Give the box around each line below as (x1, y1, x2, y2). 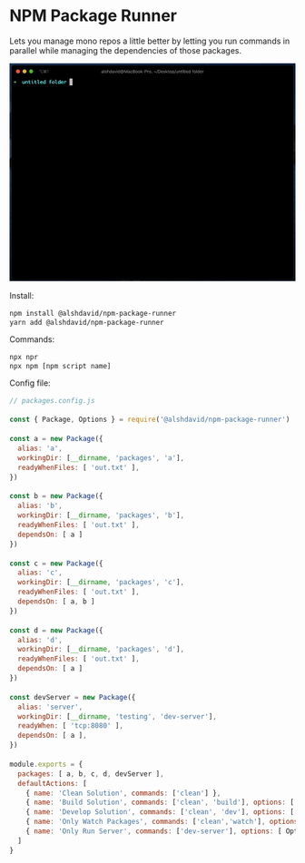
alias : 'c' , (17, 568, 64, 577)
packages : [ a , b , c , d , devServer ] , (17, 769, 165, 779)
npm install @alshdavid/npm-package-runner (9, 309, 177, 318)
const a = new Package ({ (9, 435, 103, 444)
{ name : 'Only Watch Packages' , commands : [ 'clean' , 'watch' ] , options (25, 818, 299, 827)
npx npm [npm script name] (9, 361, 112, 370)
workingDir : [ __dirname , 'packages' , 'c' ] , (17, 578, 184, 587)
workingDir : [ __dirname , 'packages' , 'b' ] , (17, 511, 184, 520)
